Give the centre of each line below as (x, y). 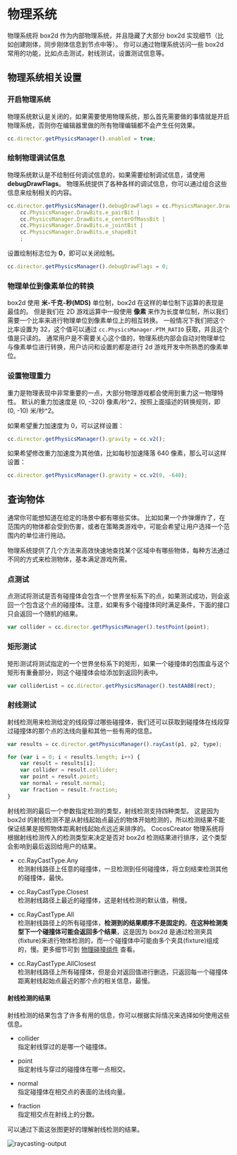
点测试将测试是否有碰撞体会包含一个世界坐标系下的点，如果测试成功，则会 (115, 596)
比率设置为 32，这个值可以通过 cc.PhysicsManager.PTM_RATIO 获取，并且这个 (118, 329)
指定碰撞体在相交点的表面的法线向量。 (73, 1091)
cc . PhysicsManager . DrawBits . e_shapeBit (79, 232)
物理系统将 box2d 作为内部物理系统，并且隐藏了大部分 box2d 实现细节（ (113, 35)
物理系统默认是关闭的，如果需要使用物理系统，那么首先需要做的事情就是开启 (119, 116)
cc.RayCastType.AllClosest (57, 963)
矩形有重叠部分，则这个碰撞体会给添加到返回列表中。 (85, 672)
